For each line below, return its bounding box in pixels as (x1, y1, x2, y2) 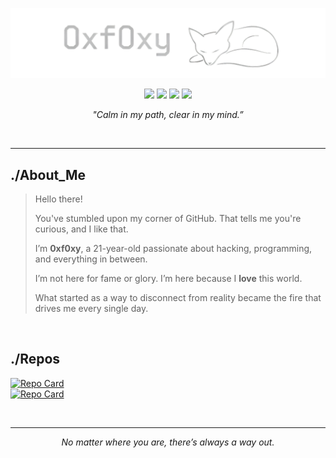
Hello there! (34, 193, 83, 205)
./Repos (10, 351, 61, 368)
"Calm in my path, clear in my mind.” (92, 109, 244, 121)
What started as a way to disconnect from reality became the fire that (34, 292, 322, 304)
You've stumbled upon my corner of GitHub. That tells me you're (34, 213, 302, 225)
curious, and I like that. (34, 223, 129, 235)
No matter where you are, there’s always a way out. (61, 436, 275, 448)
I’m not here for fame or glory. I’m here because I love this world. (34, 273, 303, 285)
